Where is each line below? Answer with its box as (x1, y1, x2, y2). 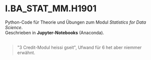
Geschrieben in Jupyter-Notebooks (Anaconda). (5, 30, 104, 35)
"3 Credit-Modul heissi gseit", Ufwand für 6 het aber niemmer (17, 44, 142, 50)
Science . (5, 24, 23, 30)
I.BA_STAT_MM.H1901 (5, 3, 97, 14)
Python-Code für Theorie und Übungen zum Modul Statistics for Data (5, 19, 146, 25)
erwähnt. (17, 50, 35, 56)
